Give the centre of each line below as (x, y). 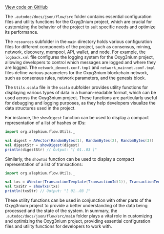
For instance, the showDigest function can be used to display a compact (77, 117)
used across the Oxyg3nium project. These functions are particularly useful (81, 98)
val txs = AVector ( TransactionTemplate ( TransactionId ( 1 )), (66, 182)
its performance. (22, 32)
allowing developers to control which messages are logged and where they (81, 62)
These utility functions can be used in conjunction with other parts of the (78, 200)
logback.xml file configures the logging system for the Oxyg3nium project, (80, 57)
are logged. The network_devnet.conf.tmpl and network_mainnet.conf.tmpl (80, 67)
